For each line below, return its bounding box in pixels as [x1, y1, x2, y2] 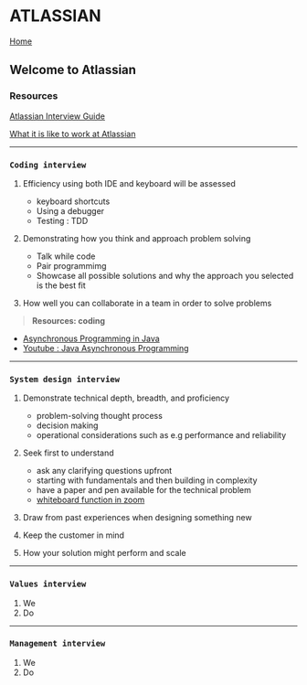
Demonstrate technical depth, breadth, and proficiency [22, 392, 230, 403]
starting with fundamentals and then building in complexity [36, 475, 258, 486]
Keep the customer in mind [22, 530, 125, 541]
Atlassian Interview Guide [9, 111, 105, 122]
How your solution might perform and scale [22, 548, 186, 559]
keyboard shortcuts [36, 196, 111, 207]
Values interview [9, 579, 87, 590]
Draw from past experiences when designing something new [22, 512, 253, 523]
